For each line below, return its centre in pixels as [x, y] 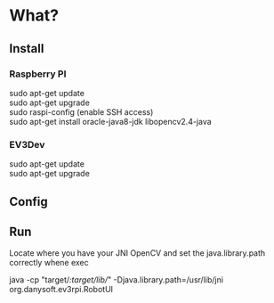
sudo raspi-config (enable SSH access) [81, 111]
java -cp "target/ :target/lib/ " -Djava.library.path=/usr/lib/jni [117, 280]
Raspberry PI [38, 74]
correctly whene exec [49, 263]
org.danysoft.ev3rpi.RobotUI [61, 290]
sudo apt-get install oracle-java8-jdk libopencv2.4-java [110, 121]
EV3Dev [27, 144]
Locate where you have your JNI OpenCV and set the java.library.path [137, 253]
